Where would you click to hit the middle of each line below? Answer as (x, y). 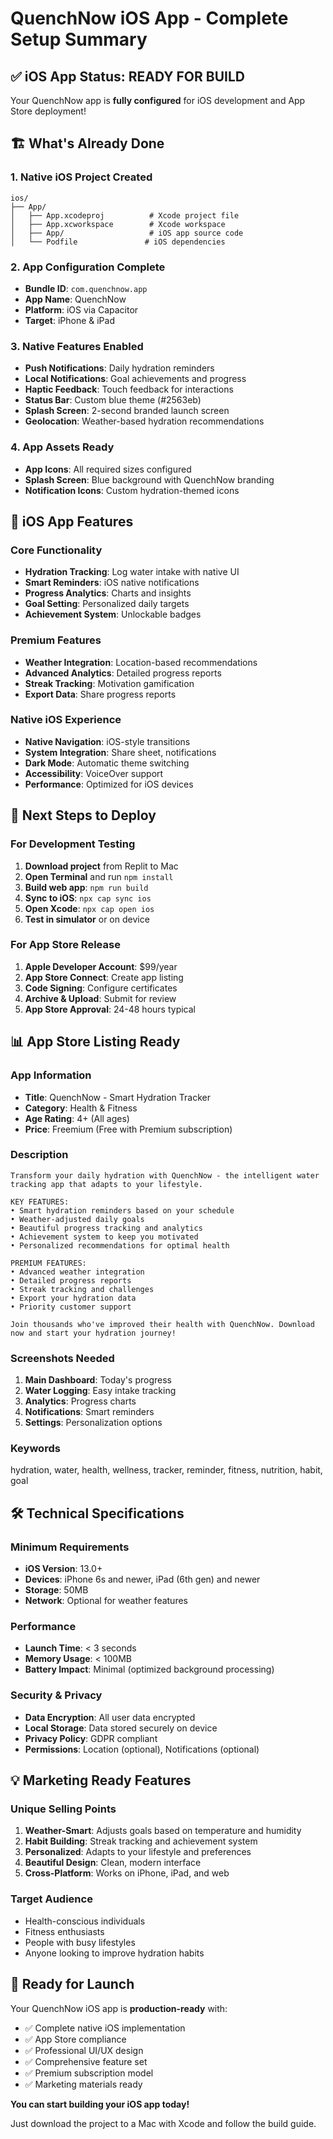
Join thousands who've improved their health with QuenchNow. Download (162, 1324)
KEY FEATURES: (40, 1202)
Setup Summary (79, 39)
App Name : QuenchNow (75, 299)
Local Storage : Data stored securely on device (121, 1728)
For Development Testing (73, 844)
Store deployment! (48, 111)
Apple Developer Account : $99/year (101, 966)
